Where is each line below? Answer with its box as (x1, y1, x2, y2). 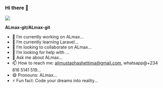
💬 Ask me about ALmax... (12, 54, 63, 60)
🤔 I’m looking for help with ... (12, 50, 70, 55)
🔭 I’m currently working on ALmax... (12, 34, 84, 40)
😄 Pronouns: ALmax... (12, 72, 57, 78)
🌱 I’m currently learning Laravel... (12, 39, 79, 45)
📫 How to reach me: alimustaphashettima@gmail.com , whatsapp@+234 (12, 60, 158, 66)
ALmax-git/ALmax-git (5, 24, 50, 31)
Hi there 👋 (5, 4, 29, 11)
